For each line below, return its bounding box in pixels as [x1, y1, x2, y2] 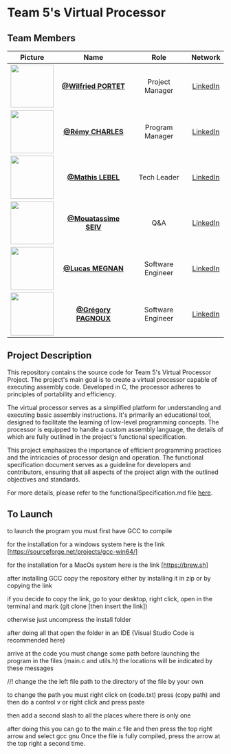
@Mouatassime [67, 214, 120, 223]
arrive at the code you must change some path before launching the [7, 649, 200, 658]
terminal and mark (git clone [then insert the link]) [7, 602, 148, 610]
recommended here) [7, 636, 65, 644]
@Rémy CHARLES [63, 127, 124, 136]
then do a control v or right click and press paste [7, 698, 145, 706]
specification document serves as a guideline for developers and [7, 460, 191, 468]
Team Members [7, 32, 76, 44]
